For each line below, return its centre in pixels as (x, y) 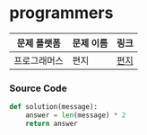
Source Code (38, 88)
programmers (61, 13)
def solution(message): (54, 107)
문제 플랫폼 (39, 43)
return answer (52, 123)
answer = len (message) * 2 (76, 115)
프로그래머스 (39, 60)
